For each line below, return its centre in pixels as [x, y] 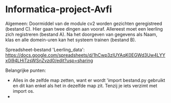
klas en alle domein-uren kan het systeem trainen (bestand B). [71, 40]
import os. [23, 91]
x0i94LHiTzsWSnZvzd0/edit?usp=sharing [49, 60]
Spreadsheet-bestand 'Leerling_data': [45, 49]
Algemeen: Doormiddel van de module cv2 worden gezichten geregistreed [84, 23]
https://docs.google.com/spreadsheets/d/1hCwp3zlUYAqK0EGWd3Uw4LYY [86, 55]
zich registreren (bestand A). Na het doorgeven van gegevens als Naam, [81, 34]
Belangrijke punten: [26, 70]
